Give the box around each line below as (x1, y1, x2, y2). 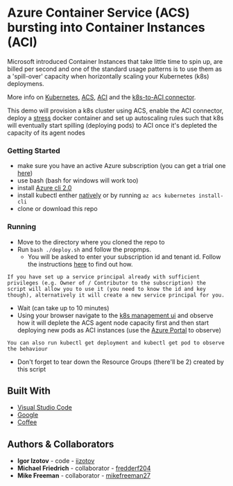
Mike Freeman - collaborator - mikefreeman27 (17, 471, 151, 480)
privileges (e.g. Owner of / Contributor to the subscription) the (7, 279, 207, 286)
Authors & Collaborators (7, 438, 114, 450)
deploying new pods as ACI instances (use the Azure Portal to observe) (17, 326, 222, 334)
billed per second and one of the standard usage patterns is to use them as (7, 65, 222, 73)
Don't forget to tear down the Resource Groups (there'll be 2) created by (17, 358, 224, 366)
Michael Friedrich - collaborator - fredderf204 (17, 464, 151, 473)
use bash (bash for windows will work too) (17, 176, 139, 185)
